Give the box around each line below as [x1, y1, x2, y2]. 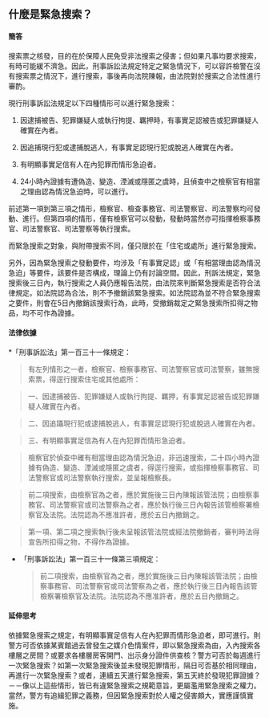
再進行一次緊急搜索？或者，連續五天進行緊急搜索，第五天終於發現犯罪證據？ [8, 671, 261, 680]
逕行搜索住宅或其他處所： [55, 374, 141, 384]
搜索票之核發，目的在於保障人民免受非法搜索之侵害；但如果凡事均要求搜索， [8, 51, 261, 60]
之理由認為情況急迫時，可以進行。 [19, 186, 133, 196]
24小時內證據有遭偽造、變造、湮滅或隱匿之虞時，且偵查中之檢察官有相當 [19, 176, 261, 186]
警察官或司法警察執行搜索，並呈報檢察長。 [34, 472, 176, 482]
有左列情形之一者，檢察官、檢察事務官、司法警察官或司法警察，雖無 [27, 364, 253, 373]
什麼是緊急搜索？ [8, 7, 93, 22]
